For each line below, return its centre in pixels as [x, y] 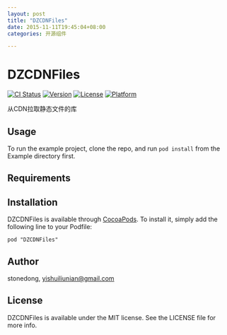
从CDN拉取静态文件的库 [42, 109]
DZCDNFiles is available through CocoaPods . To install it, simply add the [112, 219]
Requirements [39, 178]
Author [23, 261]
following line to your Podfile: [50, 227]
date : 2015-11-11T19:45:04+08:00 [57, 27]
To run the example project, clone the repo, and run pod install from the [114, 148]
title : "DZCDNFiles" [38, 20]
